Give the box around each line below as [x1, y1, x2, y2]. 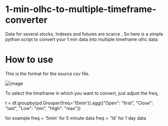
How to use [5, 54, 53, 66]
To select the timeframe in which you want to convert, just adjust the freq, [5, 90, 159, 96]
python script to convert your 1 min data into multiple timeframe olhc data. [5, 36, 159, 42]
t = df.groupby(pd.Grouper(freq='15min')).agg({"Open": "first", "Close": [5, 100, 153, 106]
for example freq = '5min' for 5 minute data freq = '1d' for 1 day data [5, 115, 146, 121]
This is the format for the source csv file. [5, 71, 90, 77]
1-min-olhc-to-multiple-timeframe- [5, 4, 156, 15]
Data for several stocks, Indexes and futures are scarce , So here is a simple [5, 31, 163, 37]
